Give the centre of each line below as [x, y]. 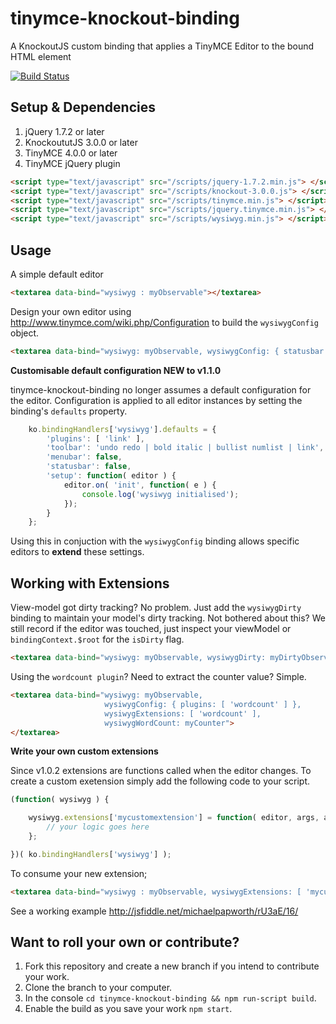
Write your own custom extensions [84, 751]
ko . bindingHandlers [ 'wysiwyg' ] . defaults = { [122, 429]
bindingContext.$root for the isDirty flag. [97, 639]
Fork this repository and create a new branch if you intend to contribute [172, 966]
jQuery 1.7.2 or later [64, 131]
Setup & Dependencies [83, 107]
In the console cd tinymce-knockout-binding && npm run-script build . [170, 998]
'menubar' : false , [84, 457]
